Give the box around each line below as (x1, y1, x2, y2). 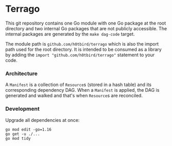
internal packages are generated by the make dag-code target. (5, 31, 135, 37)
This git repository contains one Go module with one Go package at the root (5, 20, 166, 26)
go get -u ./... (5, 131, 40, 136)
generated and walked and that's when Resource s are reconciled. (5, 93, 143, 99)
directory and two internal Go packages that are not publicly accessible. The (5, 25, 167, 31)
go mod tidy (5, 136, 31, 141)
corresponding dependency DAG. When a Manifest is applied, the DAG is (5, 87, 160, 93)
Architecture (5, 70, 38, 77)
